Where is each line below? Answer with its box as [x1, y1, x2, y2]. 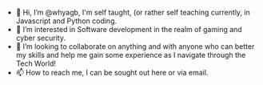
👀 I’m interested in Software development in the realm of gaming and [15, 25, 242, 34]
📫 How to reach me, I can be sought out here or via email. [15, 68, 209, 77]
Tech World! [15, 59, 57, 68]
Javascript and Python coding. [15, 16, 118, 26]
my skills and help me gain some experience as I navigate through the [15, 51, 246, 59]
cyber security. [15, 33, 66, 42]
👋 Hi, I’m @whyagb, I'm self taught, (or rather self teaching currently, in [15, 8, 250, 17]
